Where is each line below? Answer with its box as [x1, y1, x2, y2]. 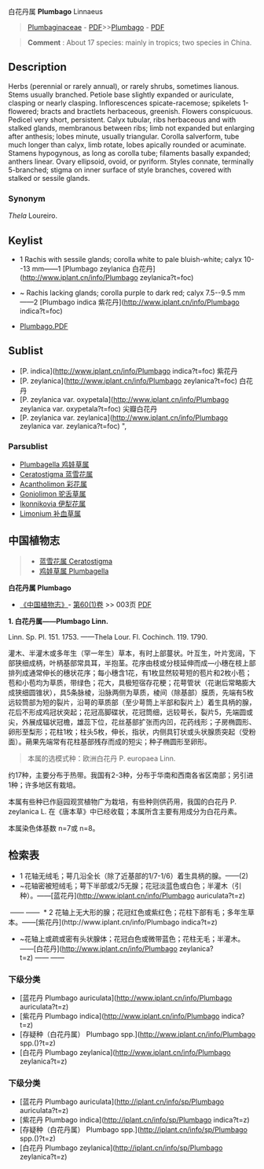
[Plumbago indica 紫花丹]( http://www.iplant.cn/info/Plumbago [39, 297, 240, 307]
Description [8, 61, 67, 74]
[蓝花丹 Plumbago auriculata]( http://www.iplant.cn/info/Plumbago [19, 993, 233, 1002]
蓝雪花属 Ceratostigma [38, 556, 112, 566]
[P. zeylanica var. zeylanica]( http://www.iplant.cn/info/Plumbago [19, 412, 229, 422]
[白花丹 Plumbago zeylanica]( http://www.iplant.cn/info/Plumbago [19, 1047, 231, 1057]
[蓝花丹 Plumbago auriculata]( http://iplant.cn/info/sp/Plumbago [19, 1097, 225, 1107]
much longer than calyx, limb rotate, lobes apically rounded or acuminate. [8, 140, 247, 149]
